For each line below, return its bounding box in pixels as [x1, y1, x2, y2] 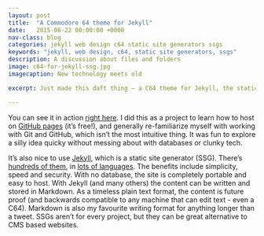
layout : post [8, 11, 51, 20]
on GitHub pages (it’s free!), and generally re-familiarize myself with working [8, 121, 255, 131]
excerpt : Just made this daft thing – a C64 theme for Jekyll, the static [8, 84, 258, 92]
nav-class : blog [8, 33, 61, 42]
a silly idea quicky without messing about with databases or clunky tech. [8, 138, 243, 147]
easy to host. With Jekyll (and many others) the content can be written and [8, 178, 251, 187]
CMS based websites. [8, 219, 79, 229]
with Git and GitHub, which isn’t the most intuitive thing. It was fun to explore [8, 129, 256, 138]
